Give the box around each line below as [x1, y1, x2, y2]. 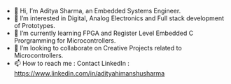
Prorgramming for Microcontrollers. [13, 36, 116, 45]
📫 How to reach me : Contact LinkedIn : [13, 59, 129, 67]
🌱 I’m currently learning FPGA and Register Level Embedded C [13, 29, 194, 37]
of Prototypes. [13, 22, 56, 29]
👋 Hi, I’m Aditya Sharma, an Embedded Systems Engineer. [13, 7, 181, 15]
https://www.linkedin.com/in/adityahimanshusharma [13, 69, 165, 77]
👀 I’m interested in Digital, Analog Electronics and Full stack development [13, 14, 225, 22]
